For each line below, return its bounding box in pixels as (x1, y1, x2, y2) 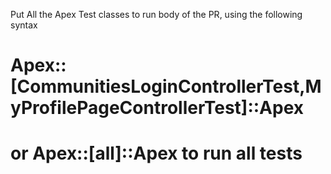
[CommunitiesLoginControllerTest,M (10, 75, 322, 98)
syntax (10, 19, 38, 31)
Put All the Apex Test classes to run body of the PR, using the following (10, 9, 303, 20)
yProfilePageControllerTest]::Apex (10, 97, 305, 119)
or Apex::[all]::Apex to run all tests (10, 142, 303, 165)
